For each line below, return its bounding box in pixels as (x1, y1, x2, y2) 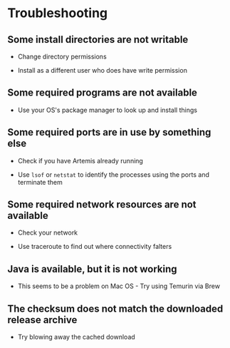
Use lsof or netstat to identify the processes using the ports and (17, 170, 210, 179)
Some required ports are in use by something (7, 126, 211, 138)
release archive (7, 314, 78, 326)
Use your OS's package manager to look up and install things (17, 106, 198, 114)
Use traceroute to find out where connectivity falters (17, 242, 172, 251)
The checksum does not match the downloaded (7, 302, 224, 314)
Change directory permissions (17, 52, 107, 61)
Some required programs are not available (7, 87, 198, 99)
